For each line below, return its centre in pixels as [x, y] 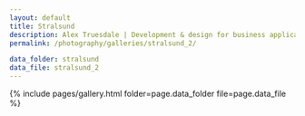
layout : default [40, 18]
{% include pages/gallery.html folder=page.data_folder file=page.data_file [148, 93]
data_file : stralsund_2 [54, 68]
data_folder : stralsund [54, 60]
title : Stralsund [42, 26]
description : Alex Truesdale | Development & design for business [138, 34]
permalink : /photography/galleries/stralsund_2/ [103, 43]
